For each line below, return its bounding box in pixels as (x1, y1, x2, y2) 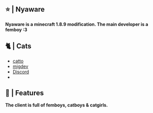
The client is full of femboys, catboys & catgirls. (5, 102, 108, 108)
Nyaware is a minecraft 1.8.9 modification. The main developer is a (5, 21, 148, 27)
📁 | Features (5, 89, 44, 97)
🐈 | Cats (5, 42, 32, 51)
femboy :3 (5, 26, 28, 32)
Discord (12, 68, 29, 74)
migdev (12, 63, 29, 69)
